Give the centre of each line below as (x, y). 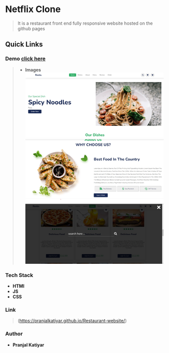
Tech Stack (19, 275)
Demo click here (25, 59)
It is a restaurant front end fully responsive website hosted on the (85, 23)
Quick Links (24, 45)
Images (33, 69)
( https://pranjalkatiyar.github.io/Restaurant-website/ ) (72, 321)
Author (14, 334)
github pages (31, 28)
